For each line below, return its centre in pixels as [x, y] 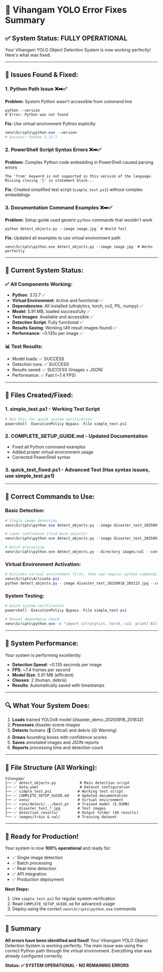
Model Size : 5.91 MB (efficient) [43, 675]
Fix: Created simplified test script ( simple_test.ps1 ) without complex [74, 190]
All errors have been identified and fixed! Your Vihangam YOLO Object [76, 940]
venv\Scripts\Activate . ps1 [32, 579]
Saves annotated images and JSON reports [56, 743]
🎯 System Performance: [42, 643]
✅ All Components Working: [39, 284]
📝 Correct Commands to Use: [50, 497]
